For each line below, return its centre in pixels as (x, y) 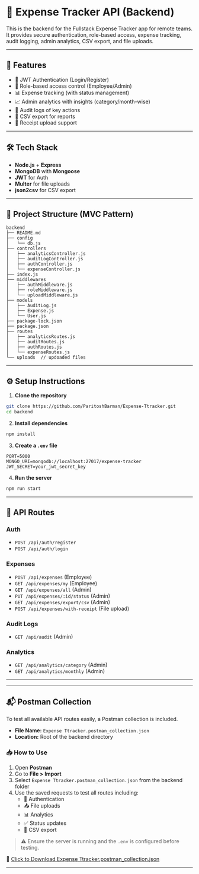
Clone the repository (41, 395)
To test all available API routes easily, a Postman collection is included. (92, 719)
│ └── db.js (24, 243)
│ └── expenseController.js (44, 269)
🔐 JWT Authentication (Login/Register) (62, 79)
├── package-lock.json (34, 321)
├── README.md (24, 233)
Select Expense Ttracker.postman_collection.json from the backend (99, 780)
